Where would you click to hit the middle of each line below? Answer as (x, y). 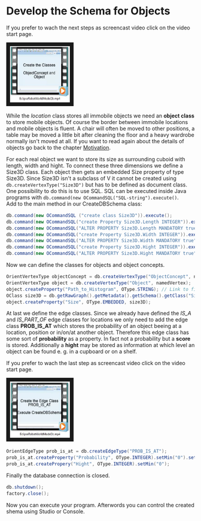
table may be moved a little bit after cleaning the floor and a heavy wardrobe (100, 135)
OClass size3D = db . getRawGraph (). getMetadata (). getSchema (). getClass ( (97, 296)
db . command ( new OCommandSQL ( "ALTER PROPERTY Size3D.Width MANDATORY (93, 241)
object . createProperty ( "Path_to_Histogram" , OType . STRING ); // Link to (97, 289)
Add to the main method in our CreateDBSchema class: (74, 204)
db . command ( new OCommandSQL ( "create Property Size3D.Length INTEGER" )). (99, 222)
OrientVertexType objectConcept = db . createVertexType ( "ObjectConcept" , (99, 277)
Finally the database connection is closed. (58, 475)
